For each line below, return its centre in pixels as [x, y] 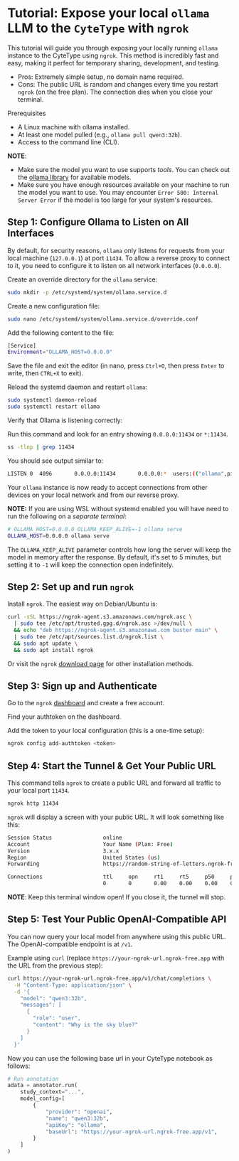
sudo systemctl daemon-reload [52, 400]
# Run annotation [33, 1079]
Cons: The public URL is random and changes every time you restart [118, 84]
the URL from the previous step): [55, 965]
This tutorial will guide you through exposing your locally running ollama [113, 48]
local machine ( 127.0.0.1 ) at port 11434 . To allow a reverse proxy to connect [119, 258]
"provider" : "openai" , [79, 1112]
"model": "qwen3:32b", [54, 998]
